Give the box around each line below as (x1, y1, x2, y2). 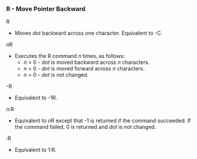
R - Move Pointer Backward (6, 5, 86, 13)
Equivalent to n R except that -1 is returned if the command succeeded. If (14, 117, 191, 124)
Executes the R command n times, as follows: (14, 53, 125, 60)
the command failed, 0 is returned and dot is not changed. (14, 124, 156, 131)
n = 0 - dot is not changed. (23, 72, 89, 79)
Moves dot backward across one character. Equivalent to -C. (14, 30, 163, 37)
